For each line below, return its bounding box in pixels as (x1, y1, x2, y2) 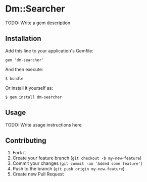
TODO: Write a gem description (5, 20, 71, 26)
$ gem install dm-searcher (5, 94, 62, 100)
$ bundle (5, 76, 24, 81)
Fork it (12, 150, 26, 156)
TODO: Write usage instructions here (5, 122, 82, 128)
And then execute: (5, 66, 43, 72)
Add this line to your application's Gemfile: (5, 47, 93, 53)
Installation (5, 34, 41, 43)
